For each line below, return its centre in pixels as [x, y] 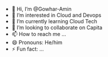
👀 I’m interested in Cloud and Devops [56, 15]
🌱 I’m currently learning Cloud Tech [54, 21]
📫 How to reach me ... [39, 34]
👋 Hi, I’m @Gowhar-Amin [41, 9]
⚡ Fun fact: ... [28, 49]
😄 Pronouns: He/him [37, 42]
